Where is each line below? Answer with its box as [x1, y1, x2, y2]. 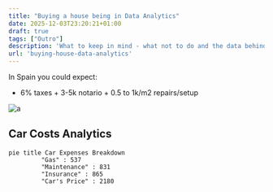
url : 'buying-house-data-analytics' [8, 50, 132, 58]
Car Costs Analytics [8, 127, 112, 141]
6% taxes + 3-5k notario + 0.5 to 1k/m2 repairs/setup [19, 88, 199, 98]
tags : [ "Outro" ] [8, 34, 63, 43]
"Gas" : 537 [41, 155, 82, 164]
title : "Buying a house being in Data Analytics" [8, 11, 180, 20]
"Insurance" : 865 [41, 170, 104, 178]
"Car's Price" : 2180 [41, 177, 115, 185]
